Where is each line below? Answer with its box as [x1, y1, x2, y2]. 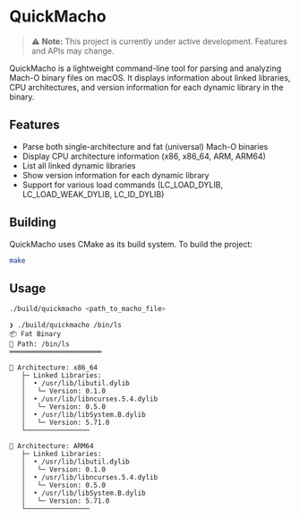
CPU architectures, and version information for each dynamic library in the [9, 82, 284, 92]
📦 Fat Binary [9, 330, 61, 339]
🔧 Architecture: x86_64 [9, 363, 98, 373]
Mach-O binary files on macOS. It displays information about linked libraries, [9, 72, 291, 82]
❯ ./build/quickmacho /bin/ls [9, 321, 123, 330]
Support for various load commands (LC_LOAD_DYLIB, [21, 179, 224, 190]
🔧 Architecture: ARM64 [9, 442, 94, 451]
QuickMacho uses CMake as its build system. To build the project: [9, 238, 253, 249]
